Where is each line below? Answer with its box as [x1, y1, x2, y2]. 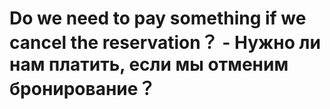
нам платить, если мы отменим [9, 53, 289, 76]
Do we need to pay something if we [9, 7, 307, 30]
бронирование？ [9, 78, 156, 101]
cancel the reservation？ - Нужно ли [9, 32, 321, 54]
